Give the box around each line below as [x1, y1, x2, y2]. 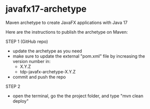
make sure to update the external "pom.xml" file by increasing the [12, 53, 146, 59]
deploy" [12, 98, 29, 104]
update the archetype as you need [12, 48, 82, 54]
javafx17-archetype [5, 3, 87, 15]
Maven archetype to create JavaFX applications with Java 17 [5, 20, 128, 25]
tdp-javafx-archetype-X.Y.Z [20, 68, 76, 74]
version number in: [12, 58, 51, 64]
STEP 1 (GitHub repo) [5, 38, 48, 44]
